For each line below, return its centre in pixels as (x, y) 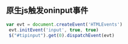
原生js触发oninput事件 (47, 11)
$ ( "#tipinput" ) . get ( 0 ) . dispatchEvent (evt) (62, 35)
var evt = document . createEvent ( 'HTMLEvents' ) (64, 24)
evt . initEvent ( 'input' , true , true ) (54, 30)
